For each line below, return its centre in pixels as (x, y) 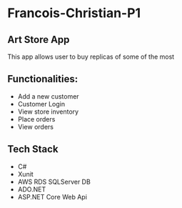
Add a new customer (49, 96)
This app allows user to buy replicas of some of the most (91, 56)
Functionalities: (43, 79)
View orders (35, 127)
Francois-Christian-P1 (74, 13)
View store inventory (48, 112)
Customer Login (41, 104)
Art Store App (39, 40)
